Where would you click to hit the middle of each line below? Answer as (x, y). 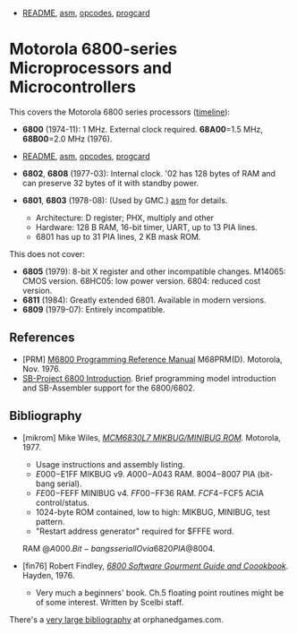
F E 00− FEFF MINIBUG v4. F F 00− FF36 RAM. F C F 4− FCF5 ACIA (149, 493)
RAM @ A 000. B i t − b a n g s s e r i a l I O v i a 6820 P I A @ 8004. (119, 548)
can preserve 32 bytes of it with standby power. (110, 183)
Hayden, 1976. (48, 575)
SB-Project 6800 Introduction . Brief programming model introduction (149, 378)
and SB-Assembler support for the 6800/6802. (109, 388)
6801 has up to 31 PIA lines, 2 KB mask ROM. (118, 236)
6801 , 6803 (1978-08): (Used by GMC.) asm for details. (125, 200)
